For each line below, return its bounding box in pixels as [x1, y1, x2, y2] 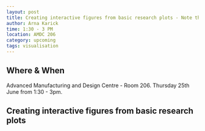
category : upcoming [6, 37, 56, 43]
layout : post [6, 9, 40, 15]
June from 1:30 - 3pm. [6, 88, 63, 95]
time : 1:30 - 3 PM [6, 26, 53, 32]
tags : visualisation [6, 43, 59, 49]
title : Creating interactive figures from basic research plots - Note [6, 15, 192, 21]
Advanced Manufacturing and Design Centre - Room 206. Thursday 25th [6, 82, 190, 89]
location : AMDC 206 [6, 32, 56, 38]
